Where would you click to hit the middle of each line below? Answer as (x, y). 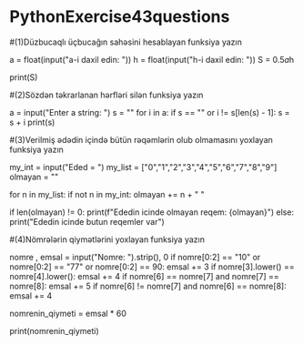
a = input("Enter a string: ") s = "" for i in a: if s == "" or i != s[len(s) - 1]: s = (150, 112)
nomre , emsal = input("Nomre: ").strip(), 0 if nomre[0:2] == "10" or (135, 257)
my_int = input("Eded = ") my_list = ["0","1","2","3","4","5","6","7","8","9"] (143, 167)
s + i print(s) (32, 122)
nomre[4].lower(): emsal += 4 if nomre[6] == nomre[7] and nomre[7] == (144, 276)
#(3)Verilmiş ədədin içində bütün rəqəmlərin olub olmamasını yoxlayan (141, 139)
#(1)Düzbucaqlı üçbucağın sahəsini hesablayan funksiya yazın (126, 42)
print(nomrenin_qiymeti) (55, 330)
